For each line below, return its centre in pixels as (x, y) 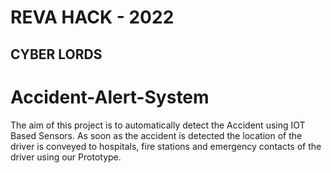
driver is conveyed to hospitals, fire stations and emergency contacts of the (166, 146)
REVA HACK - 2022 (92, 17)
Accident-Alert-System (110, 97)
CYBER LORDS (56, 54)
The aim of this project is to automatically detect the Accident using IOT (158, 125)
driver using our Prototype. (66, 157)
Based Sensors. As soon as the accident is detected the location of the (156, 135)
